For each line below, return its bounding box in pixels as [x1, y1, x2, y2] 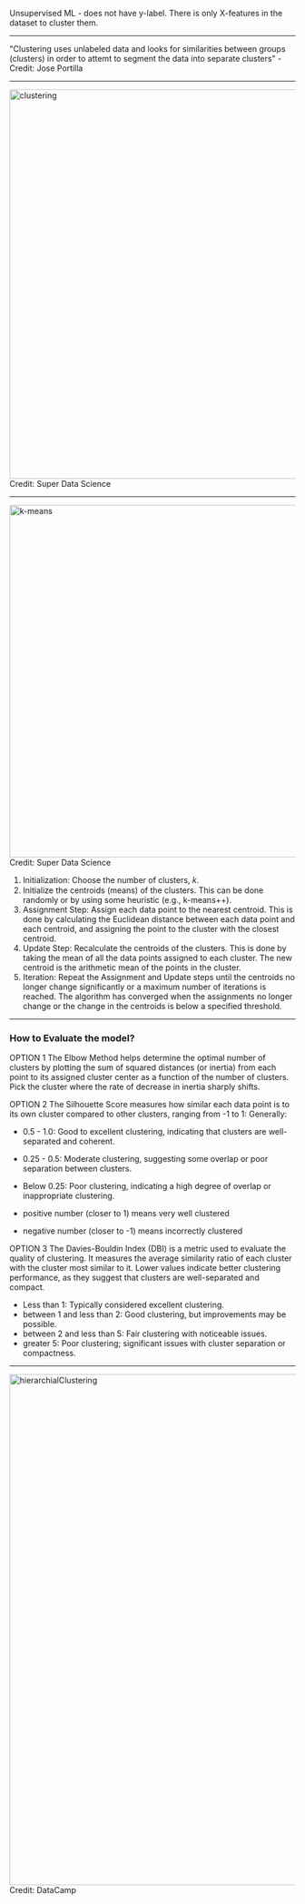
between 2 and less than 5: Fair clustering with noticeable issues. [22, 1328, 268, 1339]
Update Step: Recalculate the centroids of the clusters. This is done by [22, 943, 288, 953]
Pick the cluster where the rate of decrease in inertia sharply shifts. [9, 1081, 261, 1093]
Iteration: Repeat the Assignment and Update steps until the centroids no [22, 972, 295, 982]
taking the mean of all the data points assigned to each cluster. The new [22, 953, 292, 963]
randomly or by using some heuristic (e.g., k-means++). [22, 895, 232, 905]
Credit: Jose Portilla [9, 63, 84, 74]
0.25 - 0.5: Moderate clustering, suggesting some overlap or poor [22, 1154, 269, 1165]
